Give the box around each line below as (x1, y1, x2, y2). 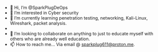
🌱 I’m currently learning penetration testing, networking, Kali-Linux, (9, 15, 148, 21)
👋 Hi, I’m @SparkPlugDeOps (9, 5, 68, 10)
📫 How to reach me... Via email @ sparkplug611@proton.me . (9, 42, 135, 47)
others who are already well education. (9, 36, 90, 42)
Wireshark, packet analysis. (9, 20, 67, 26)
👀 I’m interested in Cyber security (9, 10, 79, 16)
